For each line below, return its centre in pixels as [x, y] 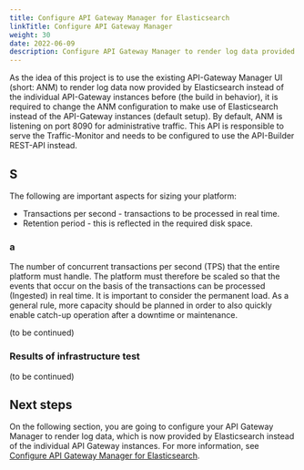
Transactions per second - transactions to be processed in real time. [151, 213]
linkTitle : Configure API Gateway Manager [91, 26]
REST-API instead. [43, 146]
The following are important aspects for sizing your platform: [123, 196]
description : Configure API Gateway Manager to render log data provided [152, 52]
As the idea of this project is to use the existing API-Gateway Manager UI [146, 77]
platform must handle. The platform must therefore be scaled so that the [145, 276]
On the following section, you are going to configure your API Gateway [142, 427]
